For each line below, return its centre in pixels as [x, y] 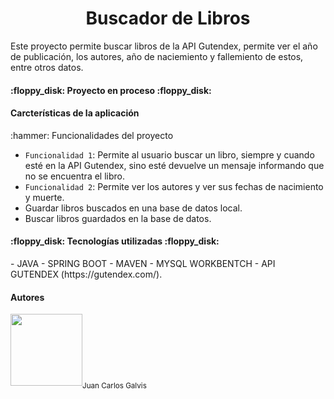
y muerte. [44, 197]
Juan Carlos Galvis [114, 385]
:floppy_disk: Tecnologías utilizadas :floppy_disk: [115, 241]
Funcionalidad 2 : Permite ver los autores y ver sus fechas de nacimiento [174, 186]
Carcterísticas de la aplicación [75, 113]
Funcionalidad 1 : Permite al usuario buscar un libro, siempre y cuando [169, 154]
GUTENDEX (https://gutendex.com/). [86, 274]
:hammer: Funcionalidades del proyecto [92, 135]
